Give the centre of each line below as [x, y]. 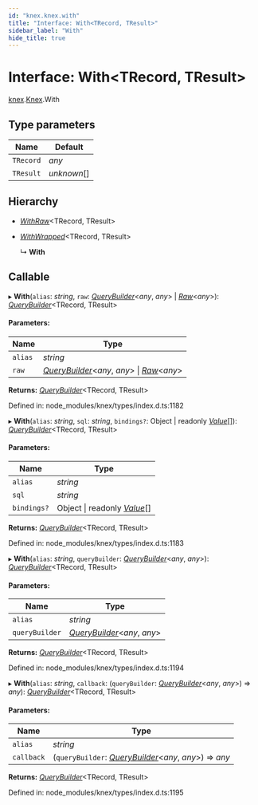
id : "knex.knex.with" [44, 16]
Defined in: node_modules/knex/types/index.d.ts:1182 [96, 405]
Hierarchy [33, 201]
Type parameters [52, 124]
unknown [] [69, 174]
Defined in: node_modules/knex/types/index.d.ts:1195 [96, 793]
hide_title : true [37, 38]
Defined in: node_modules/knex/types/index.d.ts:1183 [96, 543]
